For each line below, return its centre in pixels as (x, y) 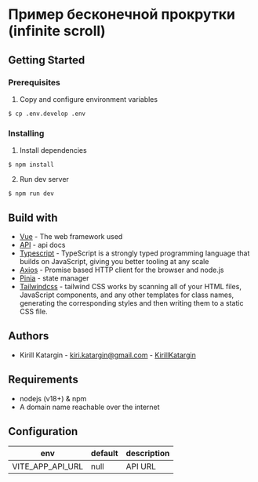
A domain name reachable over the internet (89, 407)
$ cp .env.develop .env (47, 114)
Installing (26, 133)
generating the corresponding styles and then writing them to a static (131, 303)
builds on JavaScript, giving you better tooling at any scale (114, 261)
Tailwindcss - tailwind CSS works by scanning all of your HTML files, (130, 286)
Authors (29, 336)
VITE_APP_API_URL (48, 466)
